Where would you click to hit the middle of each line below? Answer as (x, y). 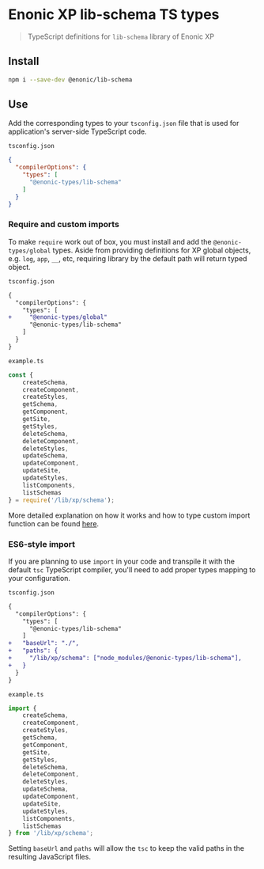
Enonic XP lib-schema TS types (114, 15)
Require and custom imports (64, 225)
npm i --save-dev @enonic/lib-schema (70, 80)
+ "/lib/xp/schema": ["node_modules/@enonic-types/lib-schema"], (125, 658)
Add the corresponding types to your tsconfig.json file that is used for (124, 123)
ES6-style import (42, 544)
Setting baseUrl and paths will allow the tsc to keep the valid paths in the (126, 848)
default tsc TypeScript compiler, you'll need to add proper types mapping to (132, 569)
